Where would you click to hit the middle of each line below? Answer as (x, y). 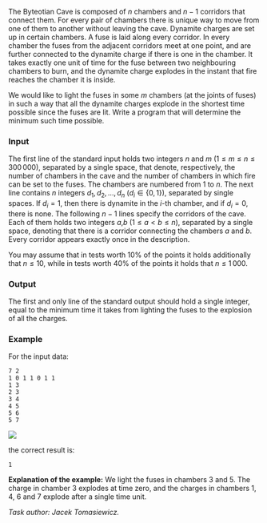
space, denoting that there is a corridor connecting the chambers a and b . (130, 231)
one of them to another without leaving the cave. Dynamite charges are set (132, 28)
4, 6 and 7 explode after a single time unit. (78, 497)
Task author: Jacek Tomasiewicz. (64, 513)
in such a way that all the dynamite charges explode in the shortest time (127, 104)
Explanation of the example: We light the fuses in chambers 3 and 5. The (129, 480)
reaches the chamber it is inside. (62, 80)
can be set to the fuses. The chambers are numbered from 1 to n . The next (131, 184)
